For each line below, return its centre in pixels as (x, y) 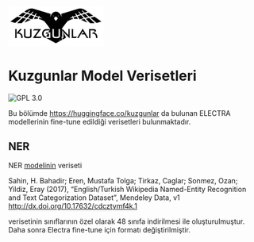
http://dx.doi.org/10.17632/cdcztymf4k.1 (73, 206)
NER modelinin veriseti (45, 166)
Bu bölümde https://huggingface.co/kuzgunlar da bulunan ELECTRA (119, 113)
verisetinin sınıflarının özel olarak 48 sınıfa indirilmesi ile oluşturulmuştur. (127, 221)
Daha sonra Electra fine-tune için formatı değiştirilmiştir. (99, 230)
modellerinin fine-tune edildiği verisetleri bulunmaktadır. (100, 121)
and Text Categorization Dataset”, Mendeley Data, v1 (94, 198)
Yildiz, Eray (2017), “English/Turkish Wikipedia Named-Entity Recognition (127, 190)
